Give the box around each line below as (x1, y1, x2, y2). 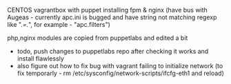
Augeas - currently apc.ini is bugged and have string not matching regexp (7, 13, 217, 21)
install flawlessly (17, 54, 64, 63)
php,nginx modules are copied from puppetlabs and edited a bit (7, 34, 188, 42)
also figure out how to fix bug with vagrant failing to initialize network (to (17, 62, 223, 70)
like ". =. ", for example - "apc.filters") (7, 21, 110, 28)
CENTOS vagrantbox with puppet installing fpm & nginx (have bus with (7, 6, 208, 14)
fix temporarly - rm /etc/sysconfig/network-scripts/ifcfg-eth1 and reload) (17, 69, 224, 77)
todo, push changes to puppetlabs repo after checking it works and (17, 48, 209, 55)
